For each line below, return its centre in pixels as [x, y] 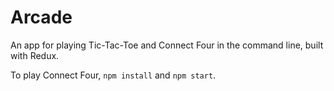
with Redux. [35, 55]
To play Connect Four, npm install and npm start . [113, 75]
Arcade [41, 17]
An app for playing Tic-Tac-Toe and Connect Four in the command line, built [167, 45]
